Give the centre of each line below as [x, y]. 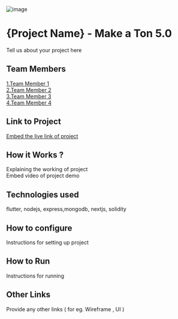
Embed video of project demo [43, 176]
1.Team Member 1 [28, 84]
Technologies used [43, 194]
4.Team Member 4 [29, 103]
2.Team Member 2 [29, 90]
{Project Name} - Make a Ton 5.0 [89, 34]
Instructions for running [35, 276]
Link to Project [34, 122]
